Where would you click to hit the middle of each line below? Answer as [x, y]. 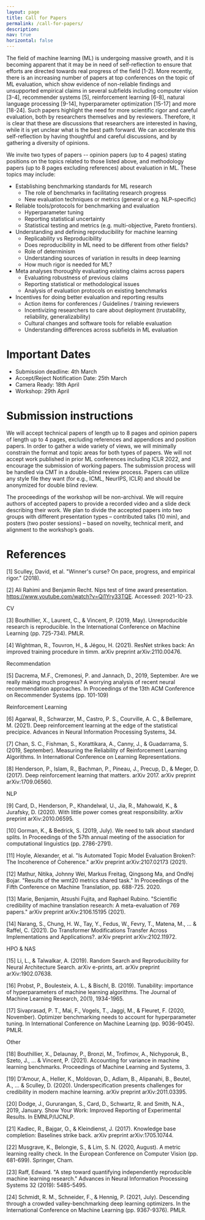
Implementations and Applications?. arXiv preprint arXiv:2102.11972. [92, 936]
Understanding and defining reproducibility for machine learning [96, 232]
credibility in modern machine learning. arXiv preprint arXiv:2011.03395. [97, 1092]
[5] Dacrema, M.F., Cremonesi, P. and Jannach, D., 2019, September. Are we [102, 675]
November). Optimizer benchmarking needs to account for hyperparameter [101, 1017]
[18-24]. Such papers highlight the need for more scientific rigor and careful [102, 110]
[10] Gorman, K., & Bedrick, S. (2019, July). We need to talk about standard [100, 830]
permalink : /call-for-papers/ [45, 23]
